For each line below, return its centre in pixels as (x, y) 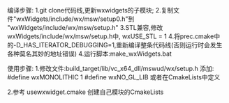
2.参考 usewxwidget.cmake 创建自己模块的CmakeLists (86, 92)
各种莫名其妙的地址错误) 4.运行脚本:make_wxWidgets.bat (90, 54)
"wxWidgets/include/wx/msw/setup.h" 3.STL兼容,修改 (85, 27)
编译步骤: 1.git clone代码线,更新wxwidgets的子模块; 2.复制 (90, 10)
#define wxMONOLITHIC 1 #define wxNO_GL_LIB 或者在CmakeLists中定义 (114, 77)
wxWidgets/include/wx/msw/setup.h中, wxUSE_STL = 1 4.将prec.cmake (111, 36)
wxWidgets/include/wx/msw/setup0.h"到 (75, 19)
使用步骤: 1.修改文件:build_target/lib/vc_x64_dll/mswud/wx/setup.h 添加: (111, 69)
